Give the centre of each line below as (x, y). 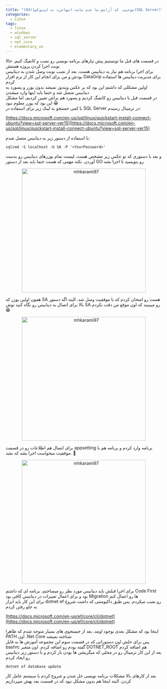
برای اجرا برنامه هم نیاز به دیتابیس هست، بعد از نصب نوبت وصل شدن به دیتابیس (80, 71)
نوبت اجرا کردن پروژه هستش (33, 66)
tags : (11, 24)
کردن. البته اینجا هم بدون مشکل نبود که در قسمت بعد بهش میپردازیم (68, 681)
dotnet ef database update (33, 666)
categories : (18, 14)
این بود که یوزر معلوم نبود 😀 (32, 103)
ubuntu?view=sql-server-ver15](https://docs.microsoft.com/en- (71, 123)
